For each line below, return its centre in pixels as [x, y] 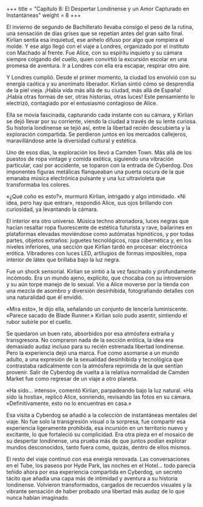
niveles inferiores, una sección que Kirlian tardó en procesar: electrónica [97, 247]
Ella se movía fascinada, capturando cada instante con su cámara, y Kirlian [100, 115]
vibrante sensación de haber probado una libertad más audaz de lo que [95, 491]
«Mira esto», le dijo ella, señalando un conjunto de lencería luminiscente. [97, 309]
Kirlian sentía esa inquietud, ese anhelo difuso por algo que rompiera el [95, 40]
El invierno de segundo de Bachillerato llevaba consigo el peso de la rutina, [100, 27]
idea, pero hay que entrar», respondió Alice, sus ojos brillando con [89, 203]
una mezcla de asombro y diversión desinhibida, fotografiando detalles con [100, 291]
